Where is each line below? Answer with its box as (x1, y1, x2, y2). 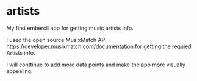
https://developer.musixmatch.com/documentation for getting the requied (6, 43, 192, 50)
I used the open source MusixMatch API (6, 36, 107, 43)
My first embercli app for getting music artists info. (6, 24, 134, 32)
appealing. (6, 67, 33, 74)
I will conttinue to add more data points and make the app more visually (6, 61, 186, 68)
